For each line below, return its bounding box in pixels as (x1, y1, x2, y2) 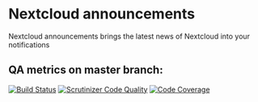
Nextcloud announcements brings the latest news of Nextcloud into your (8, 31, 251, 41)
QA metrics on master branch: (8, 63, 163, 77)
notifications (8, 39, 50, 49)
